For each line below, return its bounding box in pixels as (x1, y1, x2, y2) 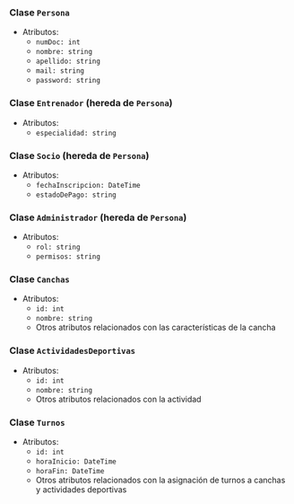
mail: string (35, 66, 85, 75)
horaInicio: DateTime (35, 457, 117, 466)
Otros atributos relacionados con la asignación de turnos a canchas (35, 474, 286, 486)
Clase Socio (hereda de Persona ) (9, 149, 150, 162)
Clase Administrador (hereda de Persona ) (9, 211, 187, 224)
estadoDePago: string (35, 190, 117, 199)
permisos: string (35, 252, 101, 261)
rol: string (35, 243, 81, 252)
